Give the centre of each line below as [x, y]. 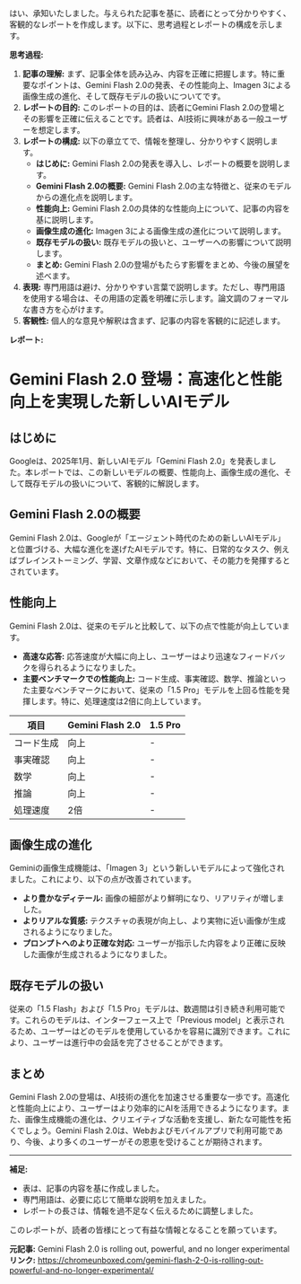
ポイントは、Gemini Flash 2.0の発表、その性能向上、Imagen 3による [164, 85]
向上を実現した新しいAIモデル [120, 402]
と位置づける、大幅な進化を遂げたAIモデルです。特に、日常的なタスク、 [142, 549]
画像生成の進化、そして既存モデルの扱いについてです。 [124, 96]
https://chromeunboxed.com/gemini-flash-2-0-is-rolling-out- [150, 1261]
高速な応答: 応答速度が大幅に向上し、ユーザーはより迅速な [130, 656]
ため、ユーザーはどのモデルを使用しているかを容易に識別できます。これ [150, 1032]
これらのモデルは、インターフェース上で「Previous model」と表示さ [150, 1020]
